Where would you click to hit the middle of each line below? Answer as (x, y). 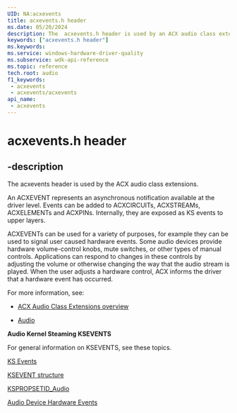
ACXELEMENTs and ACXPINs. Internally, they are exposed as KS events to (115, 212)
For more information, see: (46, 292)
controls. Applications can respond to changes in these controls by (105, 256)
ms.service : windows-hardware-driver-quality (75, 54)
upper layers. (26, 220)
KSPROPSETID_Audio (38, 388)
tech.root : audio (33, 73)
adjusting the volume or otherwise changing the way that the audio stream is (119, 264)
